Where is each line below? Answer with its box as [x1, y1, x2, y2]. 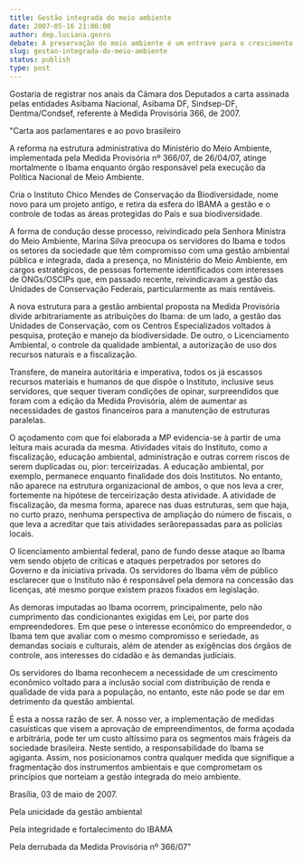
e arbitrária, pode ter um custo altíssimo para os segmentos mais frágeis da [9, 732, 291, 743]
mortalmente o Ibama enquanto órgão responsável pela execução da [9, 162, 266, 173]
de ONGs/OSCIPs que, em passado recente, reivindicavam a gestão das [9, 273, 279, 285]
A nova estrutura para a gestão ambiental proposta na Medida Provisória [9, 300, 280, 312]
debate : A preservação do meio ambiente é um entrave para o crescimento [9, 38, 294, 48]
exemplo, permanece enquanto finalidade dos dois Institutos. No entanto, [9, 470, 283, 481]
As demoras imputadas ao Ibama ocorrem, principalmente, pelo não [9, 601, 263, 612]
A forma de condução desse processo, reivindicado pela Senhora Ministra [9, 225, 287, 236]
